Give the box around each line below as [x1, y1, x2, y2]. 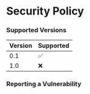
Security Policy [6, 4, 85, 18]
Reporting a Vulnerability [6, 80, 82, 89]
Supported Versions [6, 26, 66, 35]
